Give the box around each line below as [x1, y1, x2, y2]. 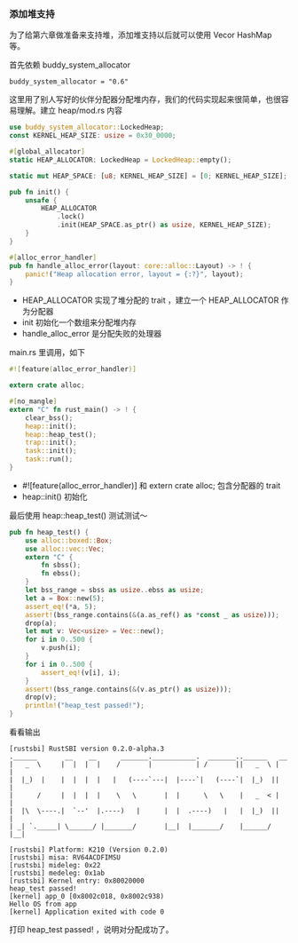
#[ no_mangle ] [9, 397, 58, 406]
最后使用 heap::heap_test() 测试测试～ [9, 510, 148, 520]
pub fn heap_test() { [9, 527, 90, 536]
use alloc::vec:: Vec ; [25, 544, 105, 553]
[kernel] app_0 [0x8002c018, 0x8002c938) [9, 892, 165, 901]
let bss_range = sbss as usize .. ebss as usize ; [25, 586, 204, 595]
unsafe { [25, 195, 58, 205]
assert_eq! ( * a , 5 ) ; [25, 602, 98, 611]
